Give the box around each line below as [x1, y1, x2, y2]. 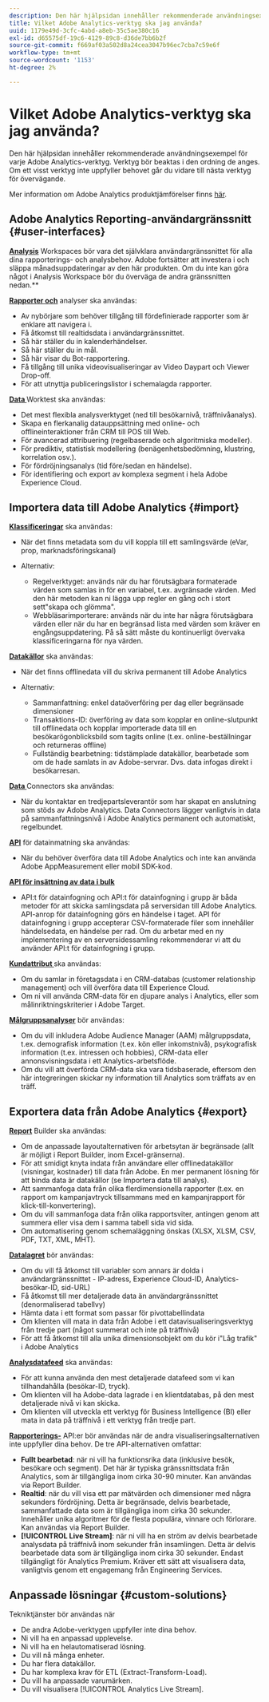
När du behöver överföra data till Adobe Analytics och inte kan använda [20, 853, 256, 863]
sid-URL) [61, 1283, 91, 1292]
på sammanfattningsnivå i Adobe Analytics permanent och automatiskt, [20, 813, 256, 823]
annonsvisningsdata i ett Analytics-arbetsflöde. [20, 1056, 177, 1066]
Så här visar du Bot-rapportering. [20, 353, 130, 363]
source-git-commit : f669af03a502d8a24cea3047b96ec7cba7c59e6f [9, 42, 220, 49]
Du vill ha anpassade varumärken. [20, 1676, 133, 1685]
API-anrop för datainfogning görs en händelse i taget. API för [20, 909, 221, 919]
